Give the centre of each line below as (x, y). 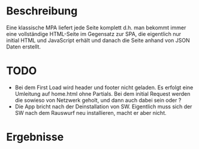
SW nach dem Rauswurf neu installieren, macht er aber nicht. (91, 112)
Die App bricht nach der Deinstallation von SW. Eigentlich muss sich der (103, 107)
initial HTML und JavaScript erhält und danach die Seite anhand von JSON (98, 40)
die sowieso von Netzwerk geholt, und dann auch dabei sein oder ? (98, 100)
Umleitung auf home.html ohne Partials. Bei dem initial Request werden (102, 93)
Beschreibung (42, 11)
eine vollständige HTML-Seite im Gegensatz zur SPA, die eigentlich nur (94, 34)
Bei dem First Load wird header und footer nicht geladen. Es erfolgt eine (104, 87)
